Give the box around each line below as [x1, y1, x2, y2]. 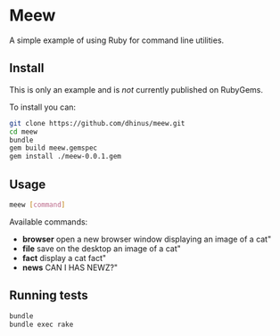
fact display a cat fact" [21, 252, 107, 263]
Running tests [9, 288, 89, 303]
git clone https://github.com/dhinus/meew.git [9, 119, 185, 127]
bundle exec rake [9, 320, 74, 329]
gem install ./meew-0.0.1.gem [9, 152, 122, 161]
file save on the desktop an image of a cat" [21, 242, 181, 254]
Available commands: [9, 216, 88, 227]
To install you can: [9, 102, 77, 112]
